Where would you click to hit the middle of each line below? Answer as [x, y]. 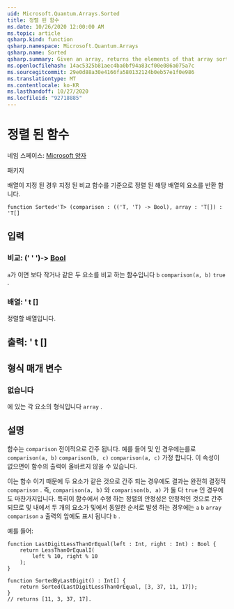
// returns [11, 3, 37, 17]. [49, 599]
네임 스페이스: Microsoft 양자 [47, 155]
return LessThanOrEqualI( [57, 550]
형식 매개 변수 [35, 368]
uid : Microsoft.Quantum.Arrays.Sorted [63, 14]
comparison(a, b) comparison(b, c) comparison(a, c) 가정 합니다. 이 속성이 [114, 457]
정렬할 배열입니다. [32, 318]
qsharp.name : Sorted [37, 53]
